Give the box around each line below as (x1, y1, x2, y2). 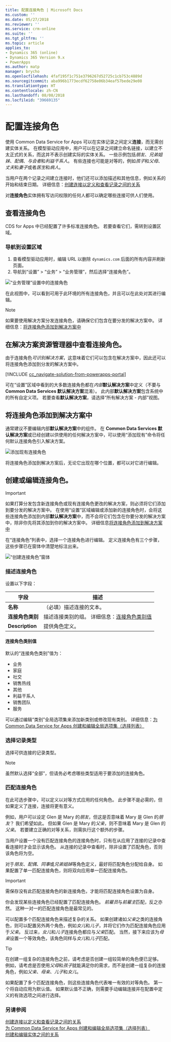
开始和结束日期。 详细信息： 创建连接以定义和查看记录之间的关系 (5, 181, 140, 188)
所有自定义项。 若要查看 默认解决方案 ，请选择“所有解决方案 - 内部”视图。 (9, 394, 162, 400)
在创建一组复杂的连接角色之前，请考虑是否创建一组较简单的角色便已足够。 (5, 956, 161, 962)
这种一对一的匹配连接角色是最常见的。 (15, 905, 96, 911)
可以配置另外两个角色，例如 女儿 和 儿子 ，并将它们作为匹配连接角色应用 (18, 922, 166, 928)
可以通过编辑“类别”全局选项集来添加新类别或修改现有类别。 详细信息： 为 (5, 716, 158, 723)
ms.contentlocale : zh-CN (5, 88, 58, 93)
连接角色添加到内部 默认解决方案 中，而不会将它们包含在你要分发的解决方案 (9, 513, 166, 519)
